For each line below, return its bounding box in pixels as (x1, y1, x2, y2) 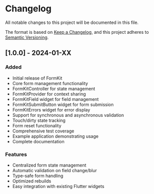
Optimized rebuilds (12, 178, 51, 184)
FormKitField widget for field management (12, 96, 99, 102)
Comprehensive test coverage (12, 128, 75, 134)
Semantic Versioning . (5, 34, 49, 40)
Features (5, 151, 27, 158)
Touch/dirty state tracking (12, 117, 66, 123)
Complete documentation (12, 138, 65, 144)
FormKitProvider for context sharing (12, 91, 86, 97)
